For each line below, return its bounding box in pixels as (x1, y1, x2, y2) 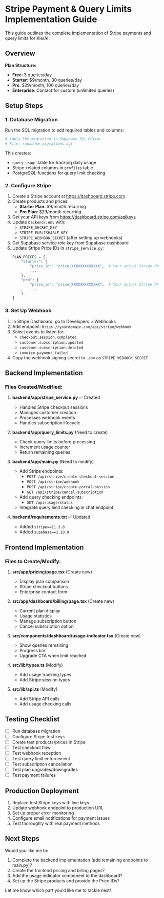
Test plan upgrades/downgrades (12, 767, 78, 773)
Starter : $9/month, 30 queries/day (12, 77, 82, 83)
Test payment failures (12, 772, 56, 778)
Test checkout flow (12, 745, 51, 750)
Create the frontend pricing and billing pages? (12, 867, 105, 873)
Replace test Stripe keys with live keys (12, 800, 89, 806)
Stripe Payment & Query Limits (5, 3, 132, 15)
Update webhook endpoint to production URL (12, 805, 104, 811)
